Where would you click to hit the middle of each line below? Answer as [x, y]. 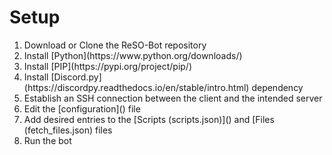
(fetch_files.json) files [68, 130]
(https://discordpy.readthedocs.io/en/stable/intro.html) [136, 87]
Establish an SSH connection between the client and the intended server [173, 98]
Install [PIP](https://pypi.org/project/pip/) [108, 66]
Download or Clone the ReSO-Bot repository [115, 45]
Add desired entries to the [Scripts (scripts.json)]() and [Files [149, 119]
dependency [277, 87]
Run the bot [47, 140]
